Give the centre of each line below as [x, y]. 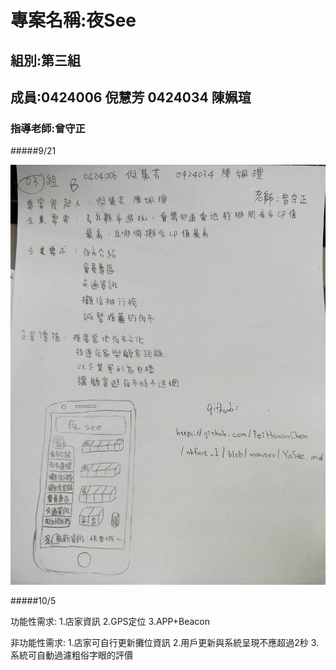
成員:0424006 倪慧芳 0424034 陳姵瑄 [131, 97]
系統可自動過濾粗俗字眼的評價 [71, 655]
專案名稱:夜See [73, 20]
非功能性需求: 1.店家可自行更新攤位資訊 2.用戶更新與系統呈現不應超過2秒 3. [165, 643]
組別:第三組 [46, 60]
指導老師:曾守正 [48, 128]
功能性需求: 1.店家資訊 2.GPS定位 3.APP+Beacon [110, 622]
